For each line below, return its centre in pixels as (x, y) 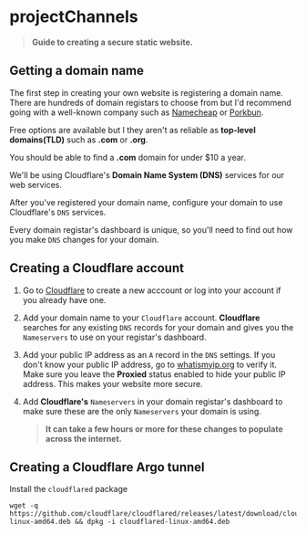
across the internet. (83, 438)
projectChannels (74, 17)
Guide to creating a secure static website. (112, 42)
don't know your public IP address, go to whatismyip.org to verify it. (150, 364)
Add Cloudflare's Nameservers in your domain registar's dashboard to (153, 401)
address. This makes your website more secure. (112, 383)
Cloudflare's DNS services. (58, 212)
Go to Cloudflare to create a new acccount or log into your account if (152, 290)
